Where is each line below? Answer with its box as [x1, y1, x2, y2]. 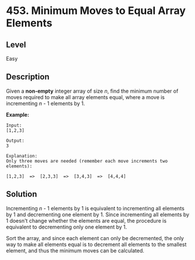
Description [6, 72, 49, 82]
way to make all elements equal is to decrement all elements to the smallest [6, 241, 187, 248]
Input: [6, 122, 22, 128]
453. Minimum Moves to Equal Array [6, 4, 186, 17]
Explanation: [6, 153, 38, 159]
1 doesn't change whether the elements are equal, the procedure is [6, 217, 167, 224]
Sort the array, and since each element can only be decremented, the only [6, 234, 185, 241]
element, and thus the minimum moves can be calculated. [6, 247, 144, 254]
